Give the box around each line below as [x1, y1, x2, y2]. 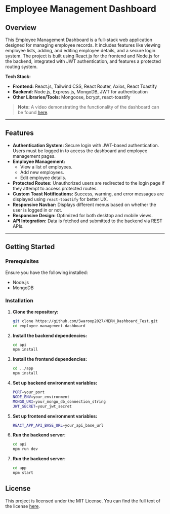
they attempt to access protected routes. [12, 185, 98, 191]
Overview [5, 23, 37, 32]
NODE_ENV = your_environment [12, 394, 70, 399]
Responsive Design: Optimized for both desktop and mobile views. [12, 212, 153, 218]
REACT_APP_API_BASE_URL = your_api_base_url [12, 423, 104, 428]
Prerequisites [5, 258, 39, 265]
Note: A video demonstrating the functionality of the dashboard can [17, 104, 159, 110]
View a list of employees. [20, 163, 72, 170]
